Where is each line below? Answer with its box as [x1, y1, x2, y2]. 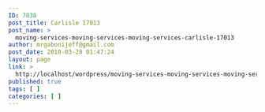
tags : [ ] [8, 84, 41, 93]
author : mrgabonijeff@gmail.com [8, 41, 114, 49]
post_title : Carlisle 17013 [8, 19, 101, 27]
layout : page [8, 56, 51, 64]
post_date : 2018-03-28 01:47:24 [8, 48, 114, 56]
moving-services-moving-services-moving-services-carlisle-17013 [15, 33, 235, 42]
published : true [8, 77, 62, 85]
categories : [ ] [8, 92, 62, 100]
